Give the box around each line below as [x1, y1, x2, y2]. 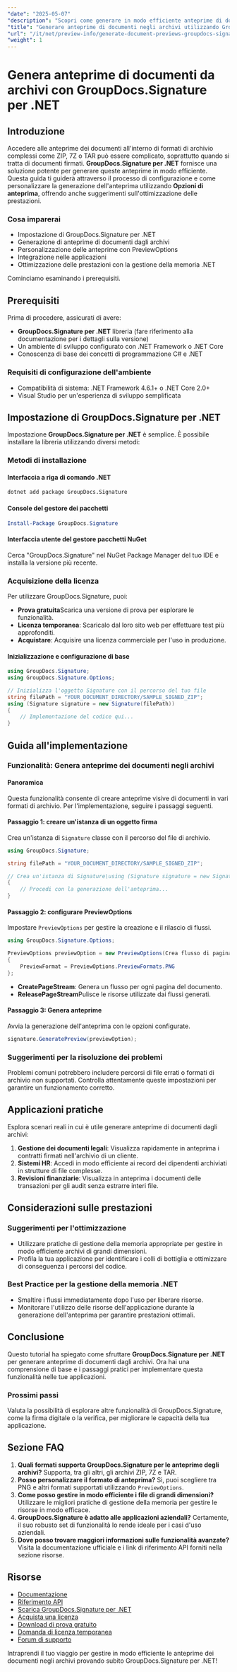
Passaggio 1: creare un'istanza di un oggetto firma [7, 818, 157, 826]
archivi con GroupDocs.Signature [7, 82, 207, 98]
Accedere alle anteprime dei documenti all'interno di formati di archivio [7, 144, 214, 153]
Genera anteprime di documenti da [7, 67, 215, 83]
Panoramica [7, 778, 44, 787]
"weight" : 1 [7, 37, 42, 44]
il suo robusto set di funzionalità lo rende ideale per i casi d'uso [17, 1521, 202, 1529]
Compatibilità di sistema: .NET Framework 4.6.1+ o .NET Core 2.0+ [17, 384, 210, 392]
